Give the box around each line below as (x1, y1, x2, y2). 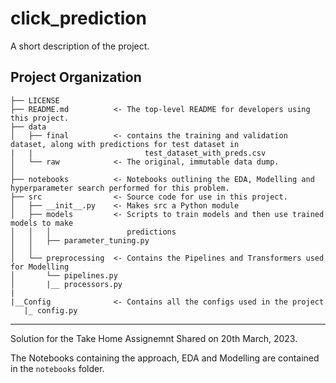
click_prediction (10, 7, 147, 30)
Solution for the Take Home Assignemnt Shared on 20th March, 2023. (10, 332, 298, 344)
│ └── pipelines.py (10, 270, 118, 281)
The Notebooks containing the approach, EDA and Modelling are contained (10, 352, 320, 364)
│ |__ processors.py (10, 279, 123, 289)
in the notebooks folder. (10, 362, 105, 374)
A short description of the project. (10, 40, 150, 52)
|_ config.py (23, 305, 78, 316)
